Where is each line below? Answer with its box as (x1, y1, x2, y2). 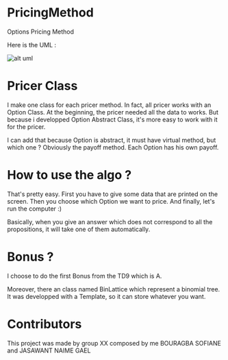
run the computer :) (7, 204, 62, 213)
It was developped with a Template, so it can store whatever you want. (7, 292, 206, 300)
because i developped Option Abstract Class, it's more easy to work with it (7, 115, 218, 123)
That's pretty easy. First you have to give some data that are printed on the (7, 190, 218, 198)
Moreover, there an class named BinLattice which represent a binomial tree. (7, 285, 220, 293)
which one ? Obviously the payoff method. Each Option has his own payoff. (7, 143, 219, 152)
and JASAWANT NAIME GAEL (7, 346, 91, 355)
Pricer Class (7, 78, 78, 94)
